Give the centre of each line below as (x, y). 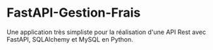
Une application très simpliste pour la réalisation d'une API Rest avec (107, 32)
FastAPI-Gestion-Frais (74, 13)
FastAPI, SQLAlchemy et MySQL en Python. (70, 39)
